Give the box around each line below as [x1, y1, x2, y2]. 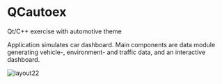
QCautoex [7, 4, 67, 20]
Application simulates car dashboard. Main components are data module [7, 40, 216, 49]
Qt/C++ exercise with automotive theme [7, 27, 122, 35]
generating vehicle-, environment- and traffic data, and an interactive [7, 48, 206, 56]
